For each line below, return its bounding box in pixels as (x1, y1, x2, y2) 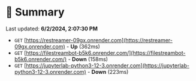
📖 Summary (5, 5, 65, 19)
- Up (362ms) (66, 43, 100, 50)
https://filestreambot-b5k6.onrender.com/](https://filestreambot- (26, 49, 186, 56)
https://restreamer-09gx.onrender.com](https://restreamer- (26, 36, 173, 43)
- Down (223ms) (87, 68, 129, 75)
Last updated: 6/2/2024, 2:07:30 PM (5, 25, 98, 32)
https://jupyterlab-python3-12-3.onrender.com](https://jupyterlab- (26, 62, 190, 69)
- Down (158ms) (68, 55, 108, 63)
